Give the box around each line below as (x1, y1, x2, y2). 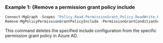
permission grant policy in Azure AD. (5, 33, 79, 39)
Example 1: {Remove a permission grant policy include (5, 4, 135, 11)
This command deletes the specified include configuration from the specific (5, 28, 157, 33)
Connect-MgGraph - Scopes (5, 15, 55, 20)
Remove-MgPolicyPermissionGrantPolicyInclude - (5, 19, 103, 24)
